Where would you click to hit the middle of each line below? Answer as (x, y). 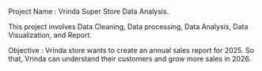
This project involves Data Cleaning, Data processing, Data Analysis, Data (128, 26)
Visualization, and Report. (50, 35)
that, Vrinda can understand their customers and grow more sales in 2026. (130, 59)
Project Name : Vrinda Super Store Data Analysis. (89, 11)
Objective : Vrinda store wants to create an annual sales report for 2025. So (131, 50)
